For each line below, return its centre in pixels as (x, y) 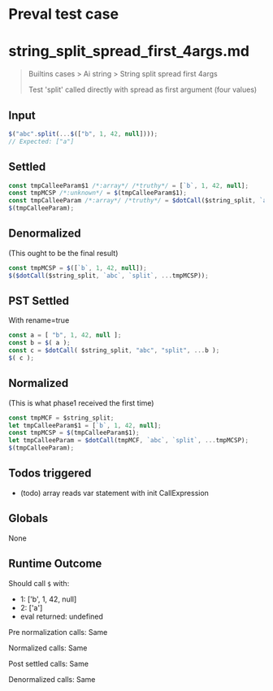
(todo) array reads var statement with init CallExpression (115, 493)
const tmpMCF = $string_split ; (61, 418)
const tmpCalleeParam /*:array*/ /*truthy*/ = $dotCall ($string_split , (132, 201)
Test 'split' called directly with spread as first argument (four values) (143, 89)
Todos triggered (50, 474)
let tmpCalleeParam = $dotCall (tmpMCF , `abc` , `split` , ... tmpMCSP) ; (129, 441)
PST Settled (39, 300)
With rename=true (39, 320)
